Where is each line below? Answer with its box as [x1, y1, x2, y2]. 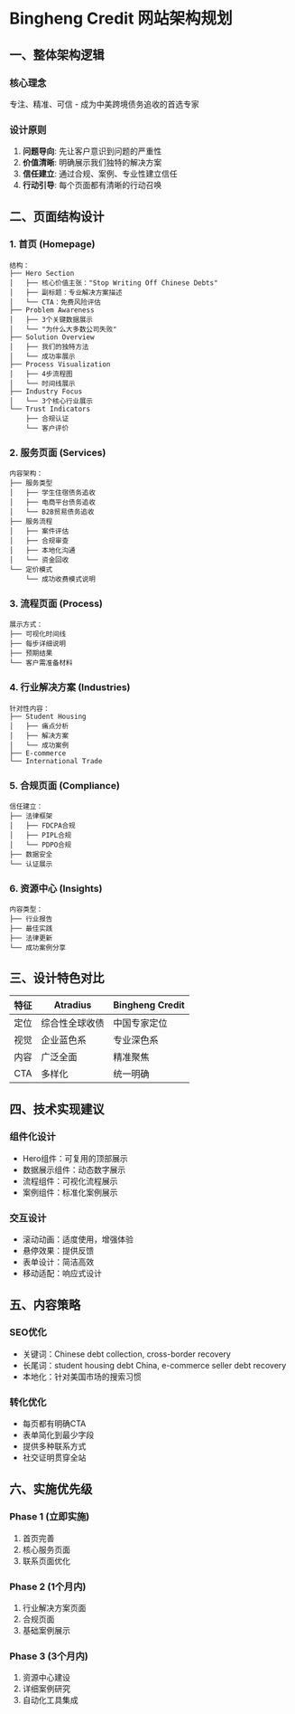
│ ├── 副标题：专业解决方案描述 [9, 288, 123, 297]
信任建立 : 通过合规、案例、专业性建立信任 [22, 168, 178, 179]
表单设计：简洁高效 [22, 1256, 95, 1267]
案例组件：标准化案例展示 [22, 1187, 118, 1198]
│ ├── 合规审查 [9, 536, 69, 545]
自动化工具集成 [22, 1695, 78, 1706]
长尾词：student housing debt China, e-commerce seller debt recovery [22, 1359, 287, 1370]
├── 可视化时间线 [9, 630, 66, 639]
